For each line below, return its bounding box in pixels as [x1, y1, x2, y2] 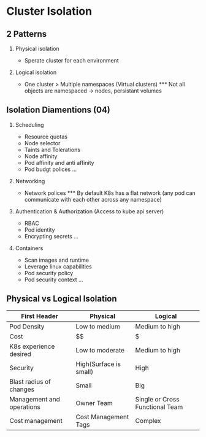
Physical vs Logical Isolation [6, 294, 118, 304]
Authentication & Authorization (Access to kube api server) [15, 207, 164, 215]
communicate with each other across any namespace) [24, 196, 162, 203]
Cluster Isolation [6, 4, 93, 18]
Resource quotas [24, 133, 67, 140]
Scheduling [15, 121, 44, 128]
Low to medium [75, 322, 121, 330]
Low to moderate [75, 346, 124, 354]
